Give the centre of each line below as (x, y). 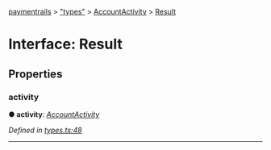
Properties (35, 74)
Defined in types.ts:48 (45, 130)
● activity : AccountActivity (54, 114)
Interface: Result (65, 44)
